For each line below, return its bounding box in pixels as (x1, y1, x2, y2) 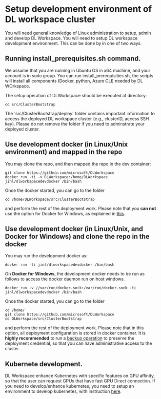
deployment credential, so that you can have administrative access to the (5, 340, 152, 346)
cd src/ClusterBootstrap (5, 102, 56, 107)
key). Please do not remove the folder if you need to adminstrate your (5, 121, 145, 126)
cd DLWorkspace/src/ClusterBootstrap (5, 316, 82, 321)
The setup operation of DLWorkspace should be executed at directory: (5, 92, 147, 98)
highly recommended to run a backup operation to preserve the (5, 336, 135, 341)
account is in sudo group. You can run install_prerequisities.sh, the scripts (5, 72, 154, 79)
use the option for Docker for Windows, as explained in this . (5, 210, 125, 216)
